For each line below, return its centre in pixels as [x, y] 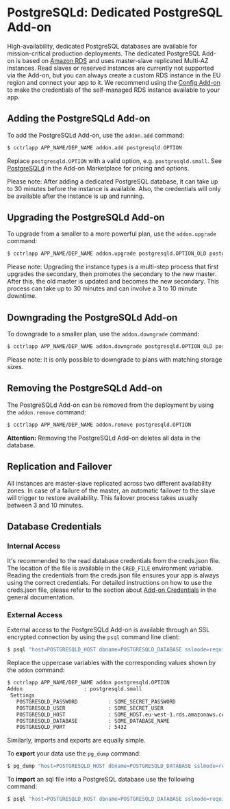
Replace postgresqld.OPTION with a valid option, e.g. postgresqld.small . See [115, 161]
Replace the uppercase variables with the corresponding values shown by [112, 663]
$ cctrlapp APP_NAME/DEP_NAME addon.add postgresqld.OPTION [95, 148]
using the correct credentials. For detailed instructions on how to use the [110, 583]
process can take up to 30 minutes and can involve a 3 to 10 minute [102, 288]
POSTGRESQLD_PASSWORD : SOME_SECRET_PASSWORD [96, 701]
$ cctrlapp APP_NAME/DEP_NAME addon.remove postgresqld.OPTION [99, 425]
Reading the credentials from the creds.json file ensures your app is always [113, 575]
